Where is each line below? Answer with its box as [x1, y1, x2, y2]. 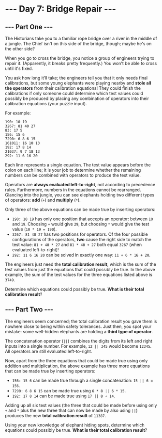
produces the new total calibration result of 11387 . [5, 412, 106, 418]
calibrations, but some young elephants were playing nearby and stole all [5, 80, 151, 86]
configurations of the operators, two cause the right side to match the [12, 237, 151, 242]
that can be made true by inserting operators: [5, 368, 96, 374]
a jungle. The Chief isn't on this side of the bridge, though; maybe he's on [5, 41, 152, 47]
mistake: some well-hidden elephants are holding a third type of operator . [5, 328, 153, 334]
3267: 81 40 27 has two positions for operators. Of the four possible [12, 231, 148, 237]
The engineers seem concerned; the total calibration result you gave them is [5, 318, 157, 324]
